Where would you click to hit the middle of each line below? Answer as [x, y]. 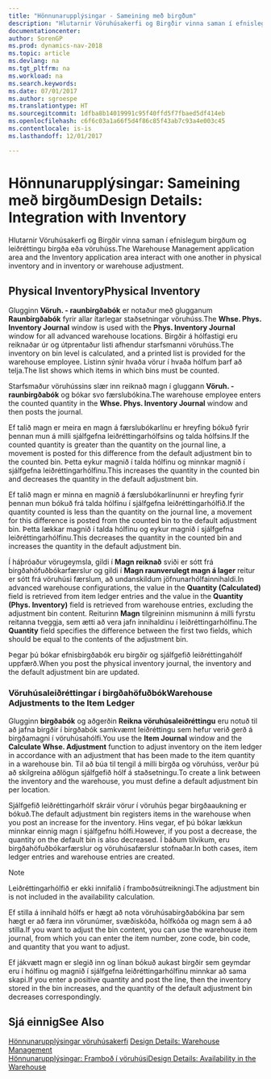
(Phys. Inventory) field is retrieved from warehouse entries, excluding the [131, 605]
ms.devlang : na [34, 61]
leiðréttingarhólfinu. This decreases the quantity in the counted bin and [125, 537]
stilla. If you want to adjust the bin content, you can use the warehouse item [133, 929]
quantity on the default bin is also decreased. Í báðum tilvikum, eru [119, 839]
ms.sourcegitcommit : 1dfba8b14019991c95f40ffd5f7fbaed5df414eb [117, 114]
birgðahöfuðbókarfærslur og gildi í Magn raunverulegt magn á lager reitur [132, 571]
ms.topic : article [39, 53]
